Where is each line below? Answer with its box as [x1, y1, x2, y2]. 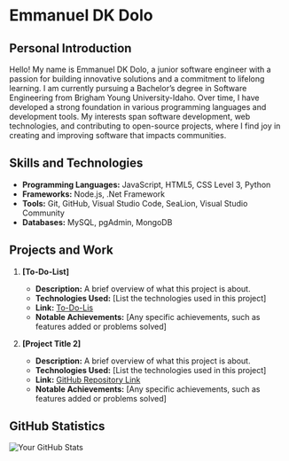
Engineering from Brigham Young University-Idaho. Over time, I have [9, 92, 260, 103]
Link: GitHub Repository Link [35, 374, 141, 385]
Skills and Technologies [9, 156, 144, 171]
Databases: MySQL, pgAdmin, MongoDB [21, 216, 173, 227]
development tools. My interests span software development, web [9, 112, 251, 121]
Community [21, 207, 65, 218]
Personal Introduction [9, 41, 132, 56]
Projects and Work [9, 243, 113, 258]
